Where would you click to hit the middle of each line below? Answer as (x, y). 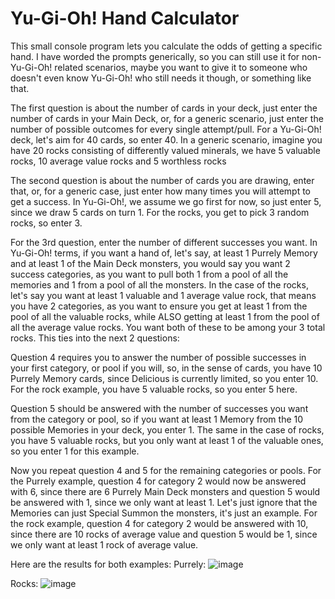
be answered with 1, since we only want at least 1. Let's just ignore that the (164, 502)
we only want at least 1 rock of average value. (104, 544)
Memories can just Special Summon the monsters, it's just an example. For (164, 513)
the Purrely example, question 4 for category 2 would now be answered (158, 481)
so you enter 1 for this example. (75, 451)
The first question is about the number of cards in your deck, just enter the (164, 108)
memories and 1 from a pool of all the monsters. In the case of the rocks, (159, 284)
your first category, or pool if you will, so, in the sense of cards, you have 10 (166, 368)
